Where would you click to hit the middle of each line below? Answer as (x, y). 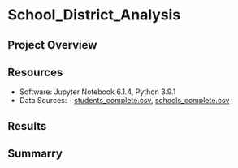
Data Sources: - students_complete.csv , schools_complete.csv (124, 101)
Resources (35, 72)
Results (27, 126)
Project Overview (52, 45)
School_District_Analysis (94, 15)
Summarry (35, 154)
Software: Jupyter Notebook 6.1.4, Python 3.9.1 (97, 92)
